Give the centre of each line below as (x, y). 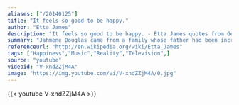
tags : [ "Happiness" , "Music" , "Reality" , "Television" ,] (89, 54)
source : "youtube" (34, 60)
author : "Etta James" (39, 27)
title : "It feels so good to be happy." (68, 21)
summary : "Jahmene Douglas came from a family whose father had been (113, 40)
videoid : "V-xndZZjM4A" (43, 67)
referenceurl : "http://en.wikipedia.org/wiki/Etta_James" (95, 47)
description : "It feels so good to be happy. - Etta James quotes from (116, 34)
